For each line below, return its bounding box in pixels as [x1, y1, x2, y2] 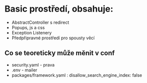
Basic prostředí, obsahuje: [4, 3, 113, 15]
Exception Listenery [11, 30, 52, 35]
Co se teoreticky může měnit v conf [4, 49, 115, 57]
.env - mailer [11, 67, 38, 73]
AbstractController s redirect [11, 19, 69, 25]
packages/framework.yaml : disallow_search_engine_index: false [11, 72, 142, 78]
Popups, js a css [11, 24, 45, 30]
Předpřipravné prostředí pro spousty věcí [11, 35, 95, 41]
